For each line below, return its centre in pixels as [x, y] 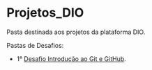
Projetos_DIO [45, 13]
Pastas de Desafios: [35, 45]
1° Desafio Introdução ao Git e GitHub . [71, 59]
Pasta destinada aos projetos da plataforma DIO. [76, 32]
